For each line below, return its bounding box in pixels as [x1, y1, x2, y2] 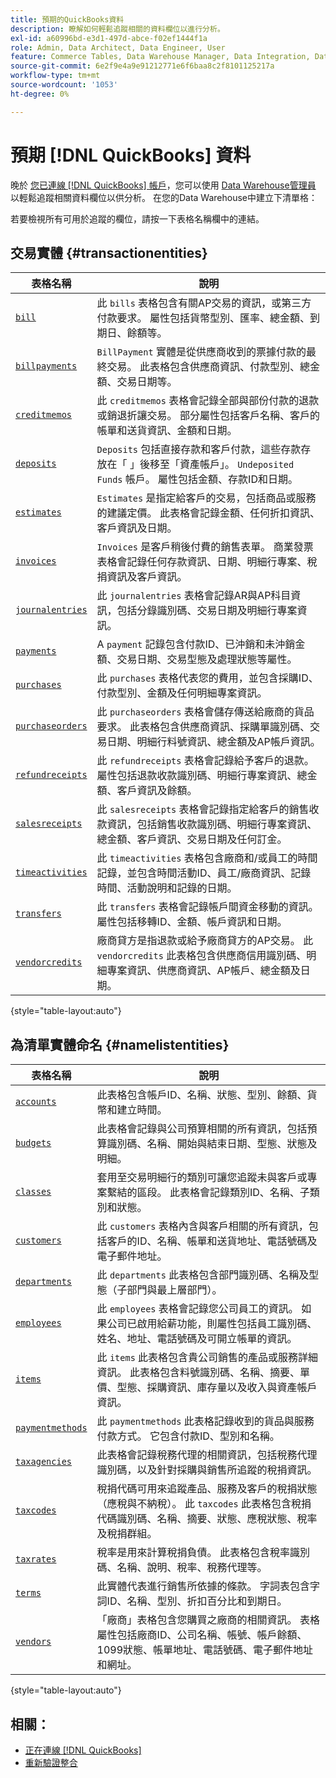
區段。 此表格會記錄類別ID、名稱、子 [136, 1186, 310, 1200]
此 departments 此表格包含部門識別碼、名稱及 [96, 1268, 310, 1282]
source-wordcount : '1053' [10, 80, 118, 90]
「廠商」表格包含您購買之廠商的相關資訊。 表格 [96, 1613, 320, 1627]
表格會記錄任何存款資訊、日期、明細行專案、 [96, 555, 308, 569]
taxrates [15, 1554, 57, 1565]
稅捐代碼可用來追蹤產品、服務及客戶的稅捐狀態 [96, 1482, 318, 1496]
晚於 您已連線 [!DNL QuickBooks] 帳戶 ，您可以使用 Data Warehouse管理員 [10, 179, 317, 191]
